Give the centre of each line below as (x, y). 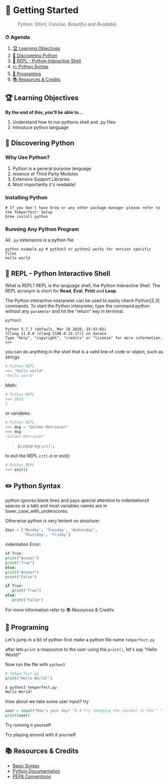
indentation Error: (23, 545)
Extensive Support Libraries (41, 179)
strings (13, 357)
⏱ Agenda (18, 37)
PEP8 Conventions (32, 776)
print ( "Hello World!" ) (29, 678)
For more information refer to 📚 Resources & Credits (60, 610)
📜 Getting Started (42, 10)
